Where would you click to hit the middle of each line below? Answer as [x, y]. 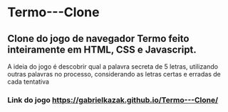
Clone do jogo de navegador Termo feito [98, 39]
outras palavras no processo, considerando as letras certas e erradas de [114, 74]
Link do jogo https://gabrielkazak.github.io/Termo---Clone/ [113, 100]
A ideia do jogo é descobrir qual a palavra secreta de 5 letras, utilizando [113, 67]
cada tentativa [28, 82]
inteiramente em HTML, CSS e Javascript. [102, 49]
